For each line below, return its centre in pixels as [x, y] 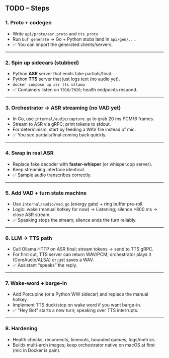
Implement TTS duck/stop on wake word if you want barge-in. [77, 305]
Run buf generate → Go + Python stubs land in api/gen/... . [74, 39]
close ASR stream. [32, 215]
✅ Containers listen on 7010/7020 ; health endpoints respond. [75, 89]
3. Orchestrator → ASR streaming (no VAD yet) [63, 108]
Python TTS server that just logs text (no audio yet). [66, 79]
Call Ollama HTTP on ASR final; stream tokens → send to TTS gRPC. [83, 249]
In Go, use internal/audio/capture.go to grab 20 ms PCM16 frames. [83, 119]
